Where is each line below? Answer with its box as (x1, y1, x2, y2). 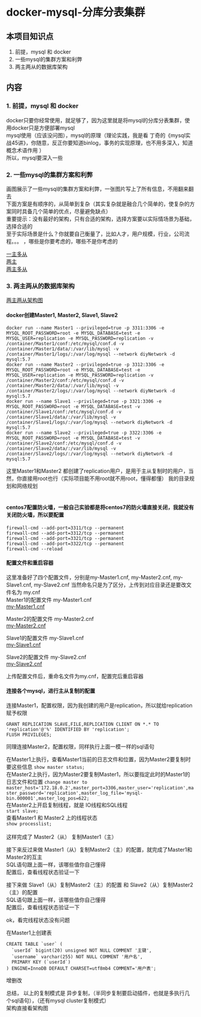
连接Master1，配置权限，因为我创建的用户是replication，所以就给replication (6, 702, 193, 709)
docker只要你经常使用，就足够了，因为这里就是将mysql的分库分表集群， (6, 116, 185, 123)
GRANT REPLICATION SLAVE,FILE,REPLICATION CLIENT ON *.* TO (6, 722, 160, 728)
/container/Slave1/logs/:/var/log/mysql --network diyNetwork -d (6, 420, 172, 425)
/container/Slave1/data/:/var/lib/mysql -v (6, 414, 117, 420)
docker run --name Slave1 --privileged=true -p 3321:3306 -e (6, 399, 162, 405)
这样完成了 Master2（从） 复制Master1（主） (6, 834, 117, 841)
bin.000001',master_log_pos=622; (6, 795, 90, 802)
